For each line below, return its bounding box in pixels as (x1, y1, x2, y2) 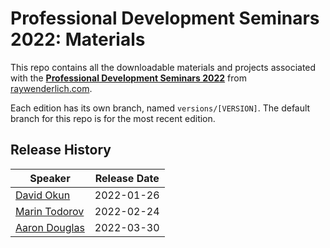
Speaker (29, 171, 71, 185)
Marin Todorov (15, 204, 85, 218)
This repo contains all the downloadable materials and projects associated (10, 61, 317, 73)
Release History (10, 142, 112, 159)
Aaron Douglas (15, 220, 85, 234)
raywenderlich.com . (10, 82, 93, 94)
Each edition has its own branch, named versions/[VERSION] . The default (10, 102, 311, 114)
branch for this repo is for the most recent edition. (10, 112, 216, 124)
